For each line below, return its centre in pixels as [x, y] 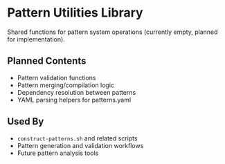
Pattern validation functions [56, 78]
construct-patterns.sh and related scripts [77, 138]
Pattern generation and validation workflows [80, 145]
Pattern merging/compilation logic [66, 85]
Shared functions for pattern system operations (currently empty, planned [112, 32]
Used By [26, 121]
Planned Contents [47, 61]
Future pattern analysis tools [58, 153]
